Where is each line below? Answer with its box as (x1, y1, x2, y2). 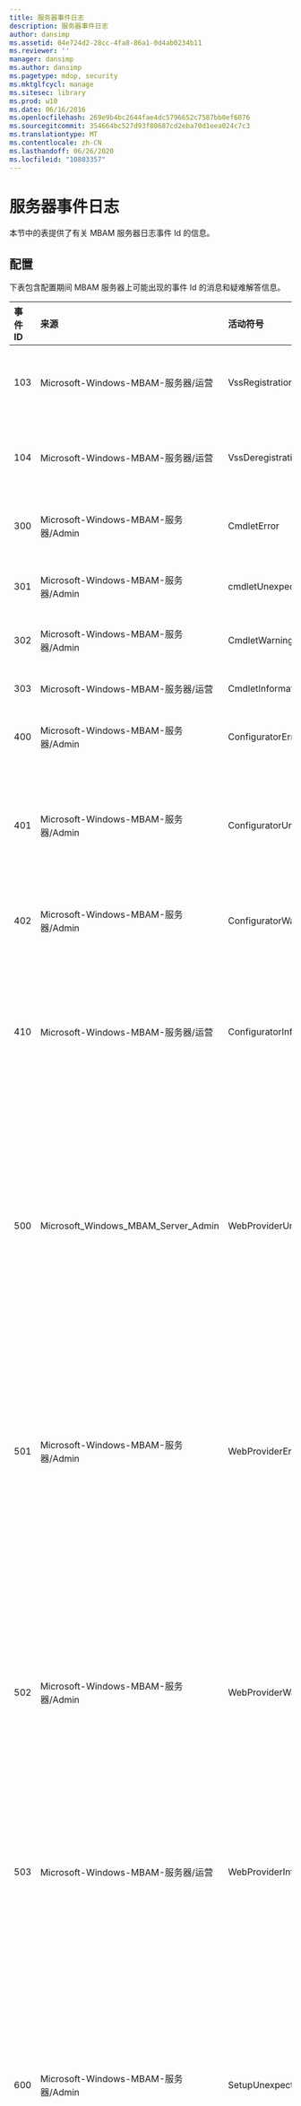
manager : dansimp (9, 55, 74, 64)
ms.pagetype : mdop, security (9, 72, 118, 81)
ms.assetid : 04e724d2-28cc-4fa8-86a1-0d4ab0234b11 (9, 38, 202, 48)
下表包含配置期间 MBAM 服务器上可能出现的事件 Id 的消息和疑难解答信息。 (9, 282, 286, 293)
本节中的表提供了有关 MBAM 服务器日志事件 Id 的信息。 (9, 228, 215, 239)
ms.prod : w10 (9, 96, 58, 106)
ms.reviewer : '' (9, 47, 70, 56)
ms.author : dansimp (9, 64, 82, 73)
